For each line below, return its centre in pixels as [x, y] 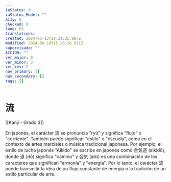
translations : [20, 34]
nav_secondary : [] [25, 76]
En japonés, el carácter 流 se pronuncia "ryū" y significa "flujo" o [74, 133]
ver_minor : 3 [19, 62]
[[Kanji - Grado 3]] [25, 122]
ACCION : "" [17, 53]
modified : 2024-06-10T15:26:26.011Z [44, 43]
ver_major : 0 [19, 57]
